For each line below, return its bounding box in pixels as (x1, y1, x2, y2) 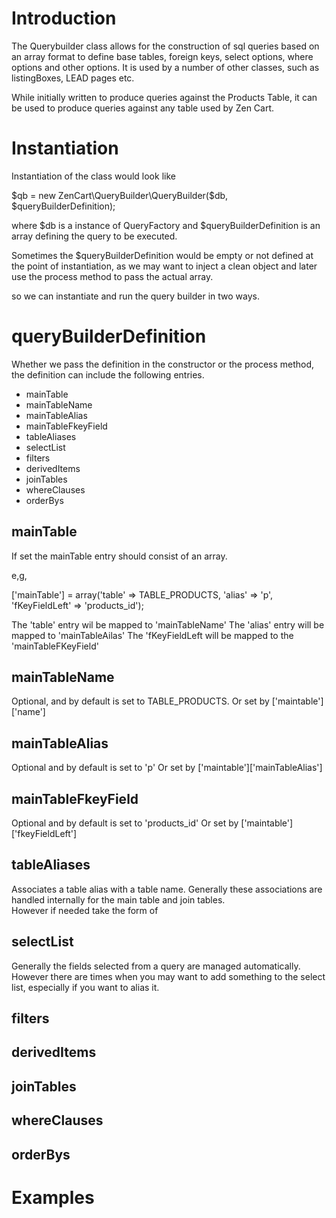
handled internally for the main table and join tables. (11, 893, 226, 906)
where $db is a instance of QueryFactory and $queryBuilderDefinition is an (11, 219, 321, 231)
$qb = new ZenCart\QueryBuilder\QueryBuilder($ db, (11, 189, 229, 201)
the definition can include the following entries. (11, 368, 205, 381)
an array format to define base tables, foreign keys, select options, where (11, 50, 314, 62)
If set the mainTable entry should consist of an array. (11, 550, 228, 562)
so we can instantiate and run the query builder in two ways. (11, 290, 261, 302)
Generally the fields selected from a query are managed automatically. (11, 960, 301, 972)
